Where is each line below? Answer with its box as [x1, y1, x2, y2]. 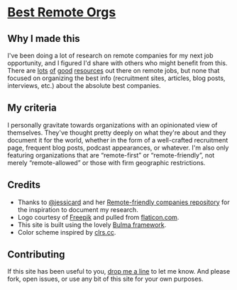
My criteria [7, 102, 57, 114]
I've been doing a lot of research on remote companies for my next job [7, 51, 214, 60]
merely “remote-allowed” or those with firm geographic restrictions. [7, 158, 206, 167]
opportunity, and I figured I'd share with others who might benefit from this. [7, 59, 228, 67]
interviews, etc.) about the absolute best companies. [7, 82, 161, 89]
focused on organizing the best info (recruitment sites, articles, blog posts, [7, 74, 226, 82]
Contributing [7, 249, 65, 261]
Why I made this [7, 33, 80, 45]
